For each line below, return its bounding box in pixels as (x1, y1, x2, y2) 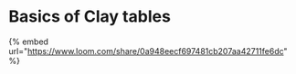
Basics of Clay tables (8, 6, 171, 27)
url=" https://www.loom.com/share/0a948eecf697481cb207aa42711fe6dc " (8, 45, 289, 56)
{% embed (8, 36, 49, 47)
